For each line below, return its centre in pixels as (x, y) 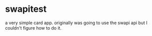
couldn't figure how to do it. (33, 28)
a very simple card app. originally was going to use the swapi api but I (76, 23)
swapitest (26, 9)
